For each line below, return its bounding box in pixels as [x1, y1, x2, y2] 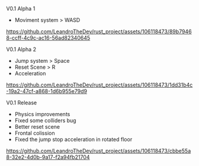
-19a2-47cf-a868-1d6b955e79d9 [6, 88, 88, 94]
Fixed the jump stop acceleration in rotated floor [14, 136, 133, 143]
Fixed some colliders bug [14, 117, 76, 124]
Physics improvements [14, 111, 70, 117]
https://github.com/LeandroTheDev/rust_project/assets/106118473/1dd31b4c [6, 81, 193, 88]
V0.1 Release [6, 99, 37, 106]
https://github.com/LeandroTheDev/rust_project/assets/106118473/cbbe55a [6, 148, 191, 154]
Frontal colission [14, 130, 55, 136]
